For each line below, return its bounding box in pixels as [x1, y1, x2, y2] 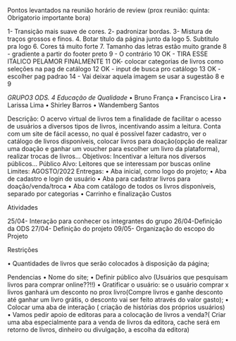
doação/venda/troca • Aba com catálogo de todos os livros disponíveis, [7, 182, 216, 190]
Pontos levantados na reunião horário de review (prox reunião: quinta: [7, 6, 210, 14]
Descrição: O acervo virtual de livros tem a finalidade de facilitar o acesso [7, 114, 222, 123]
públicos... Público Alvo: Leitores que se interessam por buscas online [7, 160, 211, 168]
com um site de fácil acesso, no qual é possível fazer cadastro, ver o [7, 130, 206, 138]
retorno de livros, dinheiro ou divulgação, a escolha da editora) [7, 325, 190, 334]
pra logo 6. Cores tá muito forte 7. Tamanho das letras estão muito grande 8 [7, 42, 227, 50]
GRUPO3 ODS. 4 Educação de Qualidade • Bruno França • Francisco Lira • [7, 93, 227, 102]
